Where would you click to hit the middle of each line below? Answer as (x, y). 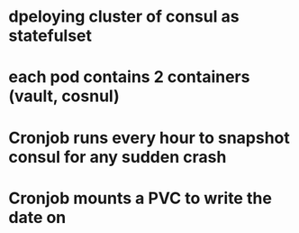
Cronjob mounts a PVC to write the (140, 198)
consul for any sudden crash (118, 157)
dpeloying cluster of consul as (124, 17)
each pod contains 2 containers (129, 77)
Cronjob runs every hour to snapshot (149, 138)
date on (37, 217)
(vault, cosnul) (64, 96)
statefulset (50, 36)
